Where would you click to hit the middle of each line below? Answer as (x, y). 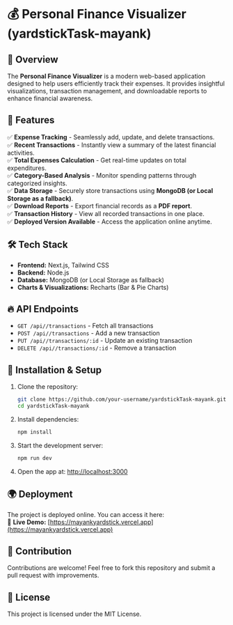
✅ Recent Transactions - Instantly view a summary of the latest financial (112, 145)
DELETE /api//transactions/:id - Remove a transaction (97, 348)
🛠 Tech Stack (38, 245)
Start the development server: (60, 445)
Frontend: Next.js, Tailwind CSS (63, 265)
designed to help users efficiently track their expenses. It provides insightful (116, 84)
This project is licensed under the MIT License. (74, 614)
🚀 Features (31, 120)
